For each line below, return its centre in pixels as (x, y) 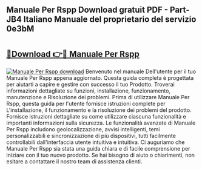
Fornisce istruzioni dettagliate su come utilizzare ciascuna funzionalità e (96, 116)
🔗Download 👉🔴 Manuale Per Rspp (73, 54)
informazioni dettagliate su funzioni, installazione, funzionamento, (89, 91)
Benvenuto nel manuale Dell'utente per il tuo (140, 71)
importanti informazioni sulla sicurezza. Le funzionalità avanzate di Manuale (101, 123)
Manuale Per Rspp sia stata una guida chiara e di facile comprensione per (98, 149)
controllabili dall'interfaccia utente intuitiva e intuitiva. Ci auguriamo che (96, 142)
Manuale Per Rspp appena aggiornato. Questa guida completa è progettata (100, 78)
